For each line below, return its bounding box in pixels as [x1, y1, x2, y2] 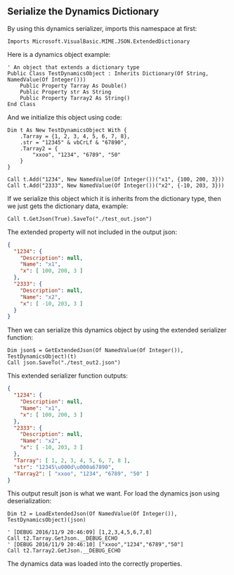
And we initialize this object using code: [7, 112, 122, 122]
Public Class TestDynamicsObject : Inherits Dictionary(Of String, [7, 70, 209, 77]
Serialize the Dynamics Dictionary [7, 6, 160, 18]
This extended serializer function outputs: [7, 372, 129, 380]
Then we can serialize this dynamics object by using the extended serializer [7, 326, 227, 335]
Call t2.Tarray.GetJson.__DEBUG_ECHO [7, 535, 118, 542]
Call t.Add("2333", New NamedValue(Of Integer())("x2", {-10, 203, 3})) [7, 182, 225, 189]
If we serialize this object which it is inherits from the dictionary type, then [7, 194, 221, 202]
